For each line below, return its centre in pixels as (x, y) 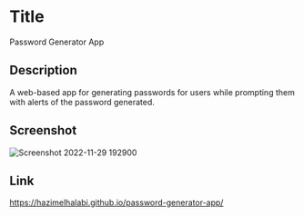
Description (43, 70)
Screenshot (43, 130)
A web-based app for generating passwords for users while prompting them (152, 92)
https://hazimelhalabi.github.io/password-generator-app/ (117, 202)
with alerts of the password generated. (82, 102)
